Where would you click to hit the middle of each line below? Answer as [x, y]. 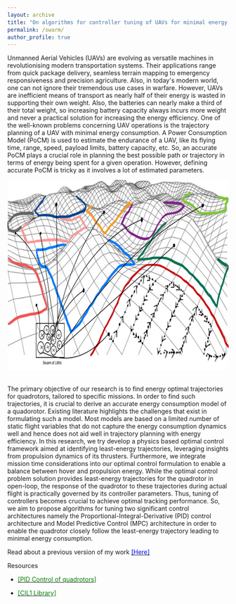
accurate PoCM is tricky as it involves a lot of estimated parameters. [106, 170]
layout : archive [31, 15]
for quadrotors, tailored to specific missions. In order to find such [101, 396]
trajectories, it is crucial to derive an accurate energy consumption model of [117, 404]
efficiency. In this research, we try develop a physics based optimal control [116, 441]
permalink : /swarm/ [36, 30]
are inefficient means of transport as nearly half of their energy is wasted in [117, 96]
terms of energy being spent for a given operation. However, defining [107, 163]
